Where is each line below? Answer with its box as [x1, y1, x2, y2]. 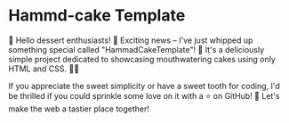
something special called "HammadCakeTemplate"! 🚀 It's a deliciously [8, 44, 265, 54]
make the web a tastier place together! [8, 103, 150, 114]
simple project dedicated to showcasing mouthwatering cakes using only [8, 53, 277, 64]
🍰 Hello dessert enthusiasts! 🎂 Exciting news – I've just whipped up [8, 35, 253, 45]
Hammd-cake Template [8, 5, 186, 26]
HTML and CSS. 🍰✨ [8, 63, 80, 74]
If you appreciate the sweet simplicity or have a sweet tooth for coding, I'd [8, 80, 281, 91]
